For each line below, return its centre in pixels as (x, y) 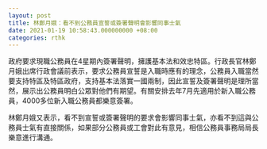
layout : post (30, 15)
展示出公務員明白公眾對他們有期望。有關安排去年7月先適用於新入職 (132, 91)
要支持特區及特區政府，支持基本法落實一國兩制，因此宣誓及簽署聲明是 (123, 81)
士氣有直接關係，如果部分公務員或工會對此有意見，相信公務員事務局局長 (140, 128)
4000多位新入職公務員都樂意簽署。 (79, 101)
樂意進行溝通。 (33, 138)
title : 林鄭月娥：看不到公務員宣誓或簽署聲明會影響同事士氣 (95, 23)
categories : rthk (37, 38)
